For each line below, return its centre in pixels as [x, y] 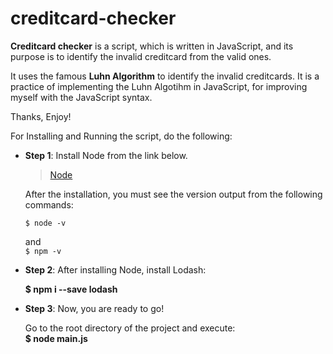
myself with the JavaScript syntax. [81, 97]
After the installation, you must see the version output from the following [173, 194]
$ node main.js [56, 338]
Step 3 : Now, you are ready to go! [94, 308]
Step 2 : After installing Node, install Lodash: [115, 269]
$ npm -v [43, 251]
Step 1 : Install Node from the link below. [106, 155]
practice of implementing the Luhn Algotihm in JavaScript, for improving [159, 86]
